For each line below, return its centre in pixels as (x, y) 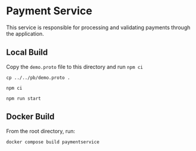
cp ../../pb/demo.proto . (38, 78)
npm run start (24, 98)
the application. (25, 33)
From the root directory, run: (41, 131)
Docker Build (30, 117)
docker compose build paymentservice (53, 142)
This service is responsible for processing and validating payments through (98, 27)
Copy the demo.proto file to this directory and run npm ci (75, 67)
